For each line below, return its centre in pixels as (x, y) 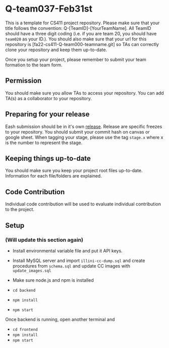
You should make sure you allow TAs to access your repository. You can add (84, 93)
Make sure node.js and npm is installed (53, 280)
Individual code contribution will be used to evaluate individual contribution (83, 204)
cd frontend (25, 329)
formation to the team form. (34, 65)
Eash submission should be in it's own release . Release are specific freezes (84, 126)
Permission (23, 81)
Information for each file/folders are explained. (53, 176)
